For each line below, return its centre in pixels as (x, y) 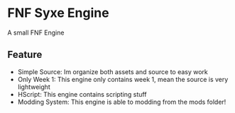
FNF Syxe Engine (58, 13)
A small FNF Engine (36, 32)
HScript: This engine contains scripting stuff (82, 94)
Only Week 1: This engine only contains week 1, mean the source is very (123, 79)
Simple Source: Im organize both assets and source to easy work (113, 71)
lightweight (34, 87)
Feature (25, 55)
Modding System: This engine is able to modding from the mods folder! (122, 102)
